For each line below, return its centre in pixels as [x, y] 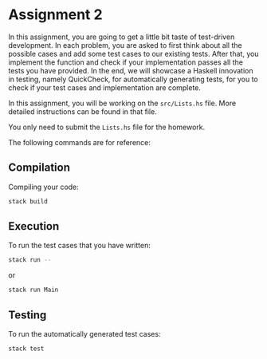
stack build [28, 201]
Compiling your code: [44, 187]
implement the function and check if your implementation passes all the [126, 62]
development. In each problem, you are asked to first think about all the [125, 45]
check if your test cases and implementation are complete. [105, 87]
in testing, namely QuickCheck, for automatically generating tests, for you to [133, 79]
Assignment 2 [55, 15]
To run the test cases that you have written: [80, 246]
